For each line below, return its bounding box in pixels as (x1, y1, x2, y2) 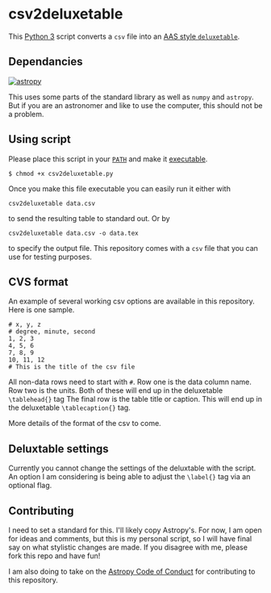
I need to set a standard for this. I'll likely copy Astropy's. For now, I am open (8, 525, 262, 535)
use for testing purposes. (8, 252, 93, 261)
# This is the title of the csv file (8, 363, 135, 371)
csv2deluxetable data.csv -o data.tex (8, 229, 139, 237)
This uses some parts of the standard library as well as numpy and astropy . (8, 92, 254, 102)
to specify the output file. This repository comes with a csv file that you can (8, 243, 258, 253)
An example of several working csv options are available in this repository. (8, 296, 256, 307)
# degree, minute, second (8, 328, 95, 336)
